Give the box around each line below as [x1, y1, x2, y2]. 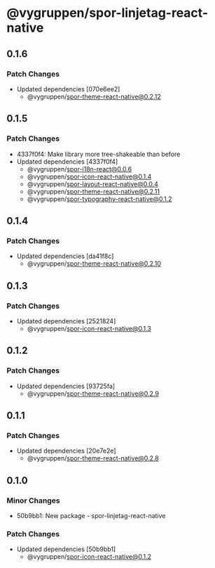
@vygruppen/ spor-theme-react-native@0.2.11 [27, 187, 160, 195]
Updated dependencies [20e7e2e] [16, 446, 116, 455]
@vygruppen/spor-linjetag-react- [6, 5, 208, 21]
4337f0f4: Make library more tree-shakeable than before [16, 150, 181, 158]
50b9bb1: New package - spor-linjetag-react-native [16, 512, 166, 519]
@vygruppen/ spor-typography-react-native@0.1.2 [27, 195, 172, 203]
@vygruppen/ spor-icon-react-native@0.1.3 [27, 324, 151, 333]
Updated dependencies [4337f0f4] [16, 157, 118, 166]
